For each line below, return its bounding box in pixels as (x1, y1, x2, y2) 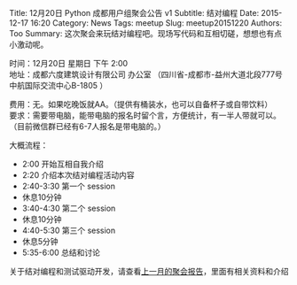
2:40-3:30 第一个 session (21, 181, 115, 191)
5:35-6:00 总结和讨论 (21, 247, 100, 258)
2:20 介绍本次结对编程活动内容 (21, 170, 135, 180)
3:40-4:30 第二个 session (21, 203, 116, 213)
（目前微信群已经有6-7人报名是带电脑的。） (9, 121, 166, 131)
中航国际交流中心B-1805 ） (9, 81, 108, 90)
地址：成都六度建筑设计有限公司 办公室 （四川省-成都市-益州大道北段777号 (9, 69, 284, 80)
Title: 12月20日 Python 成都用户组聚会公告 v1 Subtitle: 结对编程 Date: (9, 8, 260, 18)
